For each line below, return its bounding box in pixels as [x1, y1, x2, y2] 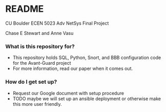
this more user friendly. [12, 101, 62, 107]
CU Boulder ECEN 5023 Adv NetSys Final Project [5, 20, 109, 26]
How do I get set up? [5, 78, 57, 85]
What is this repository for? [5, 43, 75, 50]
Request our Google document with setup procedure [12, 90, 125, 96]
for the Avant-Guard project [12, 60, 71, 66]
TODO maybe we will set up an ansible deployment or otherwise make [12, 96, 161, 102]
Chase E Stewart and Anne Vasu [5, 30, 74, 36]
